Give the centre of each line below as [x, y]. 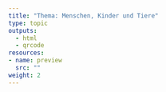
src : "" [28, 68]
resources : [26, 53]
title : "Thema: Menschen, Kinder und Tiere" [83, 16]
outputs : [23, 30]
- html [26, 38]
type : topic [28, 23]
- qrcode [30, 46]
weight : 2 [25, 75]
